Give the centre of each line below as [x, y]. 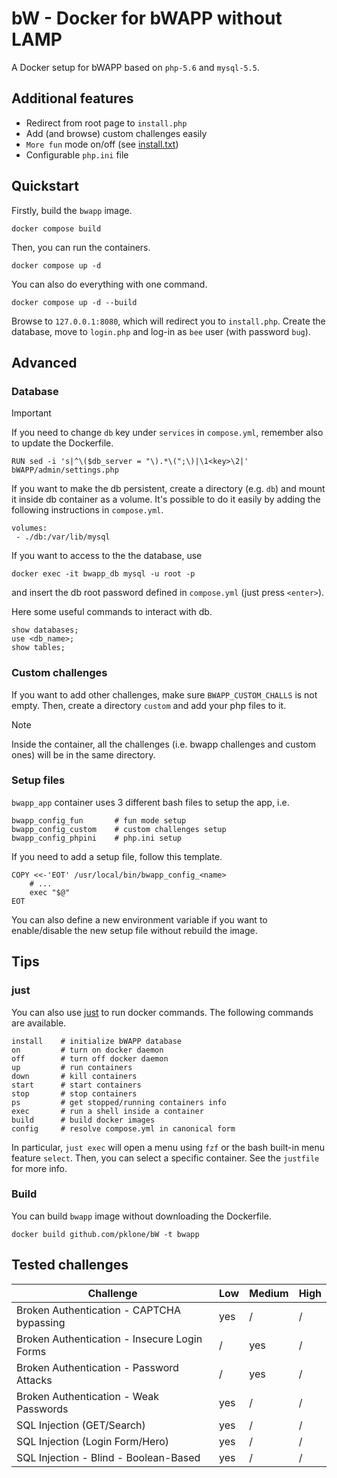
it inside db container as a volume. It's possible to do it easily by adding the [166, 499]
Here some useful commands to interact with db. [112, 612]
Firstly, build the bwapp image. [72, 210]
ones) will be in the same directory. [83, 754]
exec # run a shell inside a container [107, 1111]
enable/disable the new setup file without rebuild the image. [134, 930]
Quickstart [45, 186]
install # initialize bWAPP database [97, 1041]
